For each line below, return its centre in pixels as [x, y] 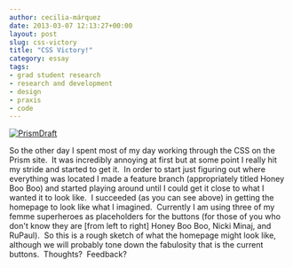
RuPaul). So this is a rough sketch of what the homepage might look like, [143, 235]
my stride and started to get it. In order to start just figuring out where [138, 169]
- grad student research [55, 75]
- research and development [61, 83]
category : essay [39, 59]
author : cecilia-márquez [55, 17]
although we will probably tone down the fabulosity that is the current [136, 245]
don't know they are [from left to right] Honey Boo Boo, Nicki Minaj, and [140, 226]
